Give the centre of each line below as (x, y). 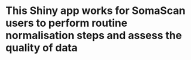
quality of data (42, 48)
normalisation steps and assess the (94, 36)
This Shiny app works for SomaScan (95, 11)
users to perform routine (66, 23)
